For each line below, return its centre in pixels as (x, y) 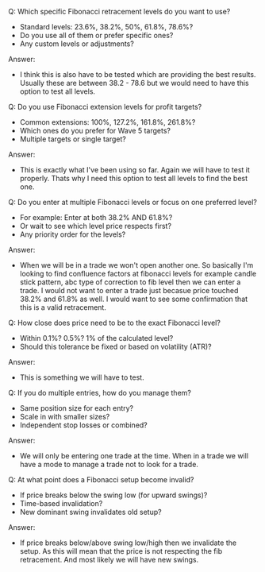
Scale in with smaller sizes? (65, 417)
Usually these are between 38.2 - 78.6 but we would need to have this (134, 83)
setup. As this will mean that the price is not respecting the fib (121, 551)
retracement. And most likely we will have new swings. (109, 560)
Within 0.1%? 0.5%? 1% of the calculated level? (96, 338)
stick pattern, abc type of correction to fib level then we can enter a (130, 282)
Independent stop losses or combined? (84, 425)
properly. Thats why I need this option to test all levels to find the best (134, 178)
